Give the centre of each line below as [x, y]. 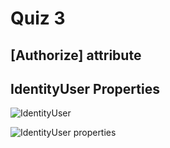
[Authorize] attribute [76, 55]
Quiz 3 [38, 18]
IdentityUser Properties [85, 88]
